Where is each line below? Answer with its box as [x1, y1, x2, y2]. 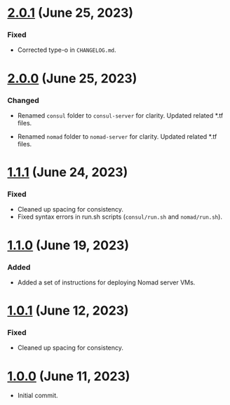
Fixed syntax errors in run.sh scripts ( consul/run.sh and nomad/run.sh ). [17, 212, 223, 221]
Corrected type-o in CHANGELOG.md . [17, 46, 117, 54]
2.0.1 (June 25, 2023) [7, 5, 134, 21]
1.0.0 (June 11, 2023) [7, 368, 130, 384]
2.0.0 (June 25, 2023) [7, 70, 137, 86]
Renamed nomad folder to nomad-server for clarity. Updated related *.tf [17, 132, 217, 141]
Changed [7, 95, 40, 105]
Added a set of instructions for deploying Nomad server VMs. [17, 278, 196, 287]
